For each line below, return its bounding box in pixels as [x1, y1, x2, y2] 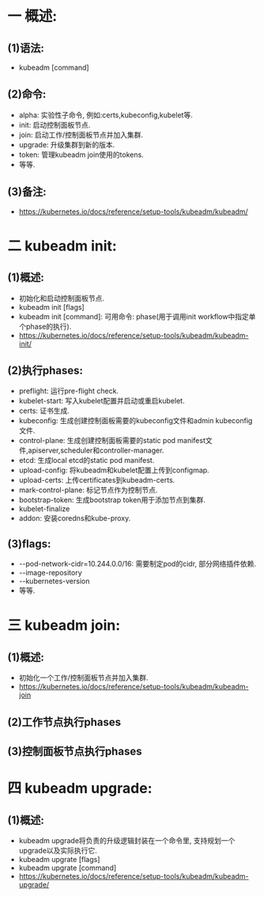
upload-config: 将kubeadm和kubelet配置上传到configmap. [18, 465, 210, 475]
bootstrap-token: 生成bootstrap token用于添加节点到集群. [18, 495, 206, 505]
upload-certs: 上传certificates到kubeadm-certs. [18, 475, 175, 485]
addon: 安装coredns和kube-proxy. [18, 513, 131, 523]
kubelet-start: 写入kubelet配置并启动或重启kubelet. [18, 396, 185, 406]
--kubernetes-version [18, 576, 90, 586]
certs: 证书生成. [18, 406, 70, 416]
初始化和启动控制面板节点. [18, 293, 104, 303]
